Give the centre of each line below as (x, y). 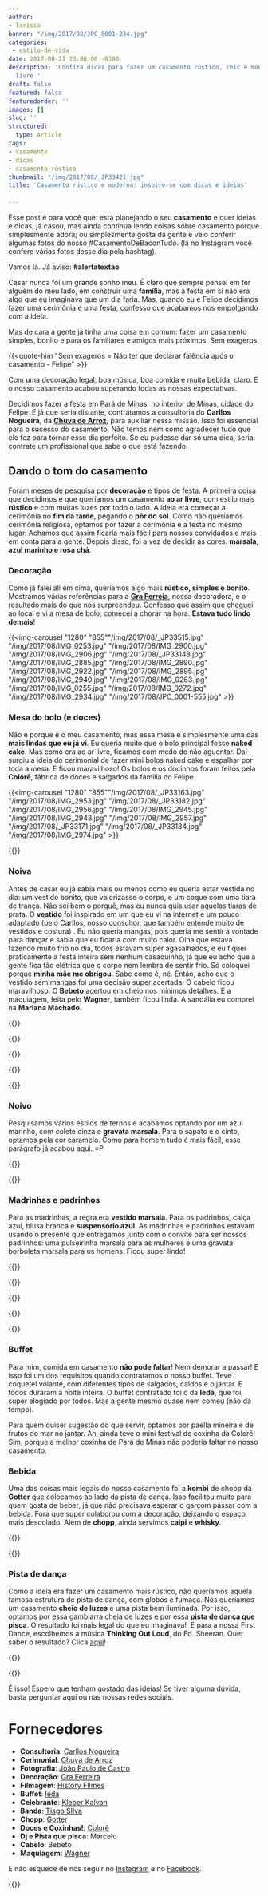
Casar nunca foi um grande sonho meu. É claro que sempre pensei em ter (130, 282)
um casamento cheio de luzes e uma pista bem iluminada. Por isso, (119, 1608)
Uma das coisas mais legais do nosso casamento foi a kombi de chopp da (130, 1488)
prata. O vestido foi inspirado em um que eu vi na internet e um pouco (124, 914)
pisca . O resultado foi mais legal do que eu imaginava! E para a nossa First (132, 1625)
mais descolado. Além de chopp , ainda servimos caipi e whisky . (115, 1522)
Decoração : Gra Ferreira (60, 1777)
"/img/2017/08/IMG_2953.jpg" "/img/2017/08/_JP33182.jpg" (107, 801)
